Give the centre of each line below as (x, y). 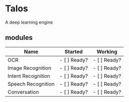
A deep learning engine (29, 22)
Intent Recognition (29, 76)
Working (107, 51)
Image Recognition (30, 68)
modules (19, 38)
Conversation (23, 92)
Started (73, 51)
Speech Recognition (31, 84)
